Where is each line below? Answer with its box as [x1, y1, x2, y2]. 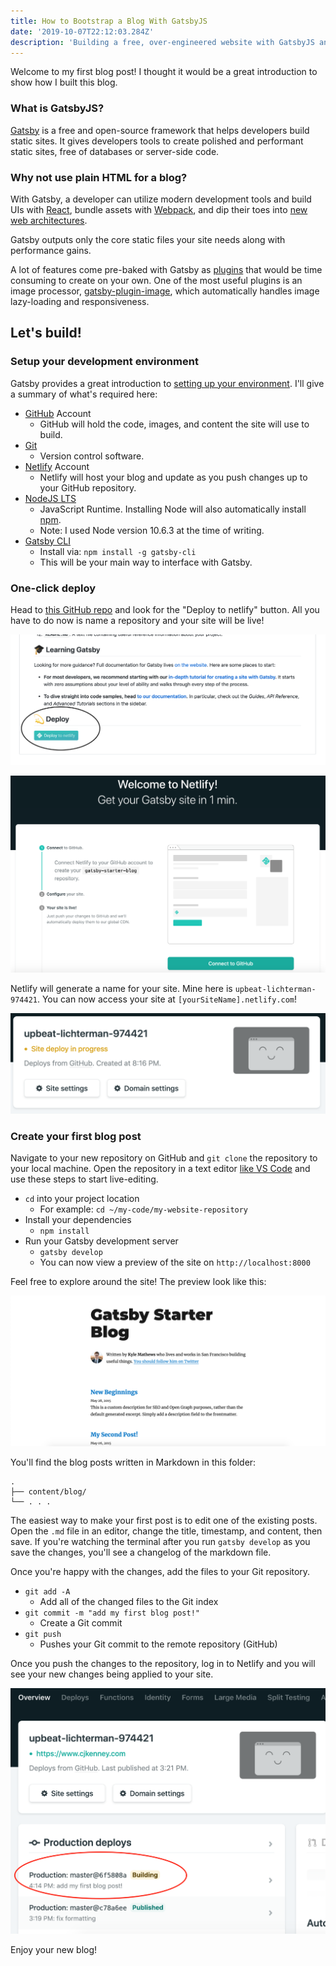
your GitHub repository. [39, 481, 137, 494]
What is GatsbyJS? [10, 101, 105, 115]
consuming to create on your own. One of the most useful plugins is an [10, 274, 303, 286]
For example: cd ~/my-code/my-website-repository [39, 1203, 249, 1215]
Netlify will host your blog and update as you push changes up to [39, 471, 308, 483]
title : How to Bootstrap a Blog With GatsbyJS [10, 16, 208, 26]
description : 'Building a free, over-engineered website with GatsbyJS [10, 37, 315, 47]
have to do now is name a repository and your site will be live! [10, 614, 265, 626]
